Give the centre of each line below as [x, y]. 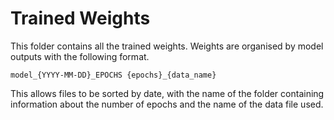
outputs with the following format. [80, 56]
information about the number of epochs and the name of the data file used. [167, 104]
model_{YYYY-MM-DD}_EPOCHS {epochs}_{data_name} [113, 75]
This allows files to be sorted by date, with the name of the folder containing [167, 93]
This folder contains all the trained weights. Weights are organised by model [167, 46]
